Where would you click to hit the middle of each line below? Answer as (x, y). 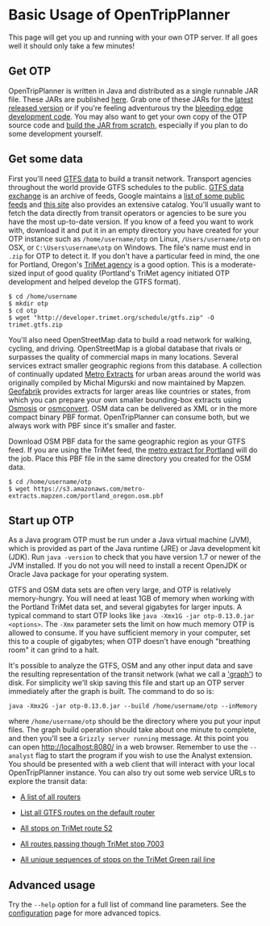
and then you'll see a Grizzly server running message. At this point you (129, 739)
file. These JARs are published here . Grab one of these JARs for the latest (131, 99)
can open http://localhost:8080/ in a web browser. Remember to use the (128, 747)
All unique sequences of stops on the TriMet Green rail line (118, 860)
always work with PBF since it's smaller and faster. (92, 425)
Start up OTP (41, 520)
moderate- (238, 264)
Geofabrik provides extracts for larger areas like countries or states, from (130, 391)
